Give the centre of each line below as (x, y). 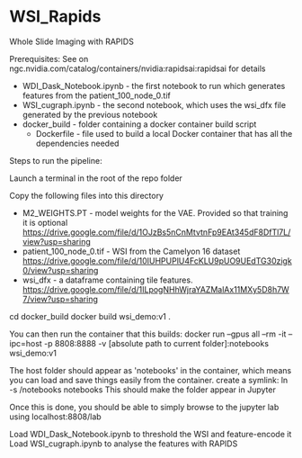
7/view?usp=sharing (60, 299)
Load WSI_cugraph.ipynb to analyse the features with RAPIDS (124, 444)
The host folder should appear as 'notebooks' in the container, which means (151, 370)
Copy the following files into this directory (87, 195)
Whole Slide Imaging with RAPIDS (72, 41)
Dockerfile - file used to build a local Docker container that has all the (164, 133)
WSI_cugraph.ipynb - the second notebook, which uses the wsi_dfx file (154, 104)
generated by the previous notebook (90, 114)
